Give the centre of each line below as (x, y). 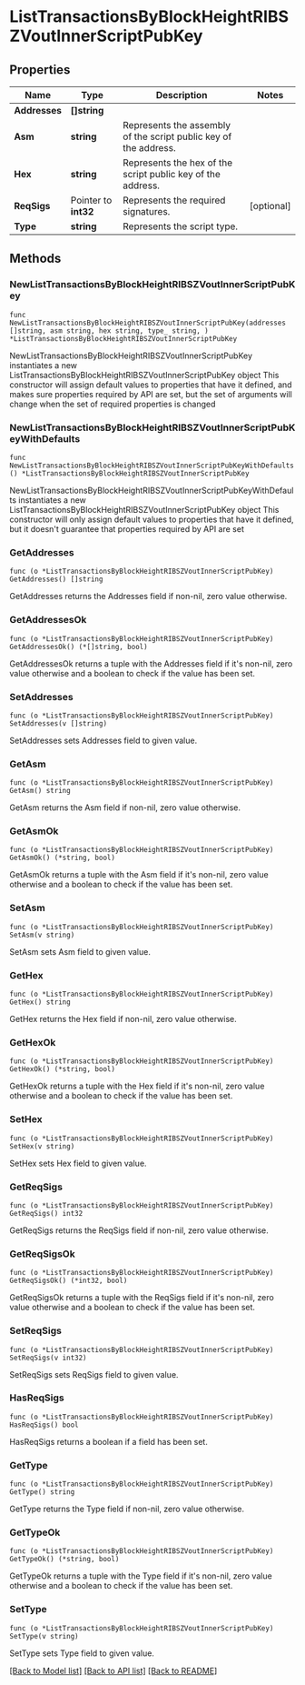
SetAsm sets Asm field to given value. (80, 951)
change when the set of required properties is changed (113, 404)
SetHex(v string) (42, 1146)
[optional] (270, 206)
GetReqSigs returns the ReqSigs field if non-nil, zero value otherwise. (139, 1230)
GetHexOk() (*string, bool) (63, 1069)
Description (182, 95)
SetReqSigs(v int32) (49, 1358)
